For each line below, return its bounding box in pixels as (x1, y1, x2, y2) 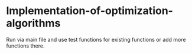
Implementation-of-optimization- (6, 4, 173, 18)
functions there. (6, 42, 45, 49)
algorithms (6, 16, 61, 30)
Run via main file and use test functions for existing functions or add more (6, 36, 186, 43)
